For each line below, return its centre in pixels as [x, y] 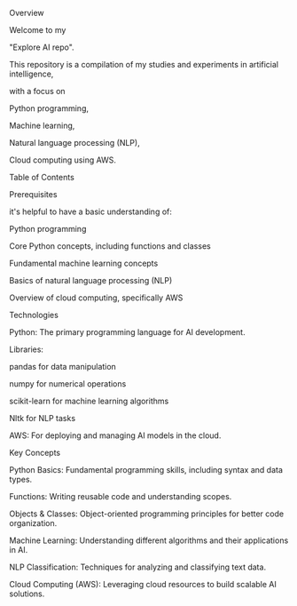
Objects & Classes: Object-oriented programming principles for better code [147, 514]
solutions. [27, 594]
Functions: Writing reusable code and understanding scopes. [121, 496]
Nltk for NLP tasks [43, 418]
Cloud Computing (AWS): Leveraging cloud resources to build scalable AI [143, 584]
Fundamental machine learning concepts [84, 263]
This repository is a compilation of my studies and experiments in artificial [144, 64]
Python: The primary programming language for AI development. [127, 332]
